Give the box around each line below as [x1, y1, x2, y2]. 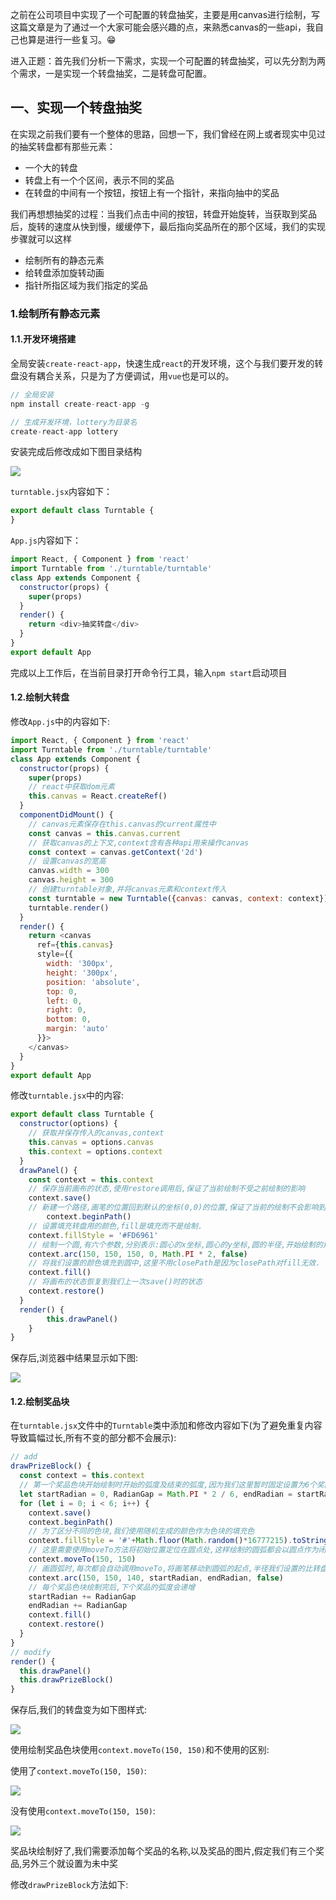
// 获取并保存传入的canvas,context [28, 1128, 165, 1138]
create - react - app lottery [10, 426, 118, 437]
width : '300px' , [46, 959, 114, 969]
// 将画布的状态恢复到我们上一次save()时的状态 [28, 1277, 203, 1287]
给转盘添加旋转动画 [24, 266, 105, 278]
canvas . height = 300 [28, 875, 114, 885]
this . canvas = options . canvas [28, 1138, 155, 1148]
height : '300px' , [46, 968, 118, 978]
